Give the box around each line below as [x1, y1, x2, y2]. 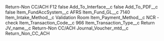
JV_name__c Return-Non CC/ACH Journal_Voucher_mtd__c [5, 25, 128, 31]
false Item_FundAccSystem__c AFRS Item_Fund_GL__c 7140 [5, 9, 130, 15]
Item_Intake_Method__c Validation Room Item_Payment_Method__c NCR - [5, 14, 159, 20]
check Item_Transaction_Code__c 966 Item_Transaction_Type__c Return [5, 20, 155, 25]
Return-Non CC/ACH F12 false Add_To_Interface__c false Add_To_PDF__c [5, 4, 158, 9]
